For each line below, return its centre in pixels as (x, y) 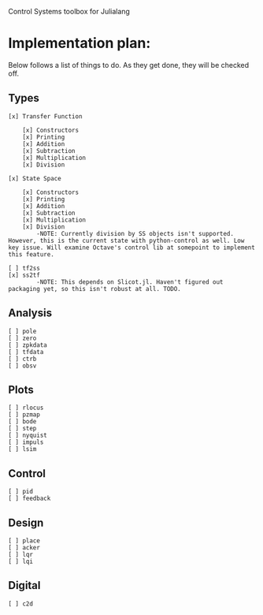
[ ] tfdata (26, 352)
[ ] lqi (21, 561)
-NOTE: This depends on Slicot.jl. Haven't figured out (130, 282)
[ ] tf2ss (24, 268)
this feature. (31, 254)
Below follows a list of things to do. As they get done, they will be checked (129, 65)
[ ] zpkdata (28, 345)
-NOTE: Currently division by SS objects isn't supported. (135, 233)
